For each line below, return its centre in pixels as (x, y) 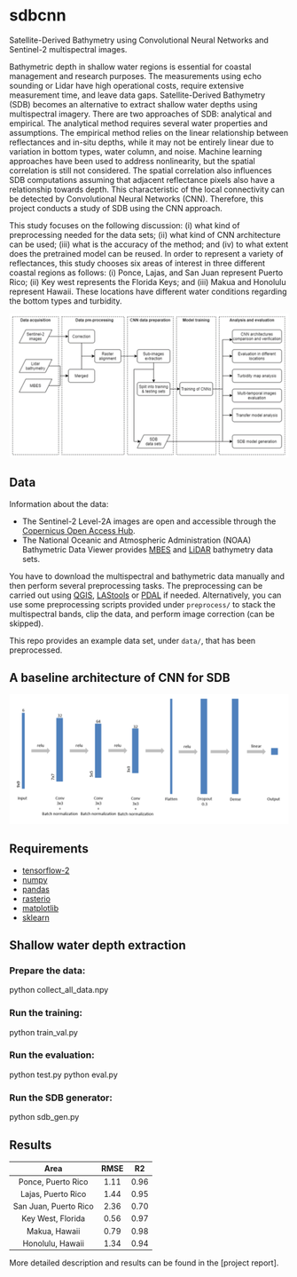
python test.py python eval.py (63, 1075)
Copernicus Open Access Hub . (78, 530)
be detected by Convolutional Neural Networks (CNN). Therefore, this (137, 198)
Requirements (49, 849)
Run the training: (46, 1013)
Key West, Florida (54, 1218)
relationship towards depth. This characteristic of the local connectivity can (147, 189)
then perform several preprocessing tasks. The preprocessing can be (136, 585)
